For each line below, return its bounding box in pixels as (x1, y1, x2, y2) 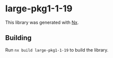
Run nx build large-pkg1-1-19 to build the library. (5, 47, 109, 53)
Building (5, 34, 32, 42)
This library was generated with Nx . (5, 19, 79, 25)
